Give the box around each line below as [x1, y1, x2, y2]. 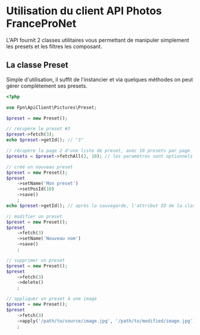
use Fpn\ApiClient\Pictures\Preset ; [6, 104, 97, 111]
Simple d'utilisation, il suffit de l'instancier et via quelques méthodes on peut [6, 76, 193, 83]
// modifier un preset [6, 213, 62, 220]
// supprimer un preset [6, 257, 65, 263]
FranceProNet [6, 17, 77, 30]
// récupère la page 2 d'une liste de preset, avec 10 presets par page [6, 148, 190, 154]
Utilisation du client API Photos [6, 4, 162, 18]
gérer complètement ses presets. [6, 82, 87, 89]
